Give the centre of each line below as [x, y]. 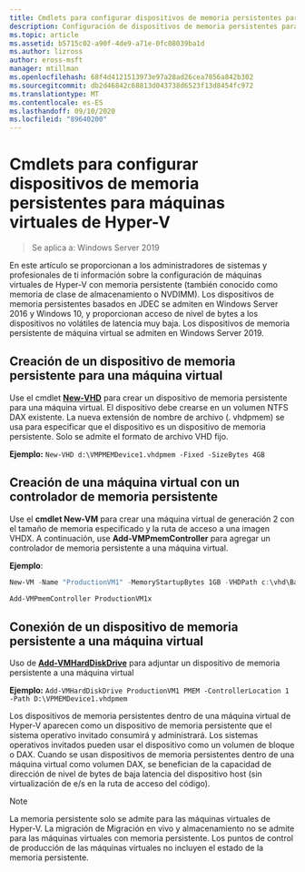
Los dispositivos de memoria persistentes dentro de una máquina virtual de [150, 716]
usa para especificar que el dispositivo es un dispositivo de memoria [138, 426]
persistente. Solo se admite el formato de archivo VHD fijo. [119, 436]
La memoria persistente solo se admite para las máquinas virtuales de [140, 819]
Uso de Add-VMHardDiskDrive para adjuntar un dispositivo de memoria [145, 663]
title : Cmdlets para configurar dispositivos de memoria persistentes [146, 18]
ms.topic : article [44, 35]
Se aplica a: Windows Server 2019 [96, 248]
